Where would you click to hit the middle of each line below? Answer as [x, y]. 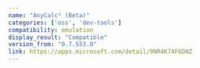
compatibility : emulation [51, 30]
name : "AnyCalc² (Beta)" [49, 15]
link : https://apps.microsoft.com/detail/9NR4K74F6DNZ [100, 52]
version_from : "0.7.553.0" [53, 45]
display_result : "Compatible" [58, 37]
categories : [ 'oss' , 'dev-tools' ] [65, 23]
